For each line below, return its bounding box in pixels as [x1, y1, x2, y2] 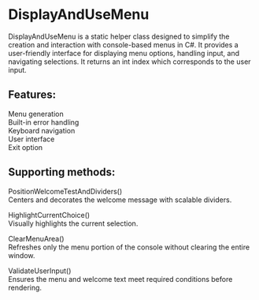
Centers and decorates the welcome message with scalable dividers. [8, 195, 232, 204]
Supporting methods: [8, 166, 116, 179]
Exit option [8, 142, 43, 152]
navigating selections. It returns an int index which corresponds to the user [8, 57, 251, 66]
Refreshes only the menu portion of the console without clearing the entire [8, 242, 250, 252]
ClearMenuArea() [8, 234, 65, 243]
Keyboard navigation [8, 126, 76, 135]
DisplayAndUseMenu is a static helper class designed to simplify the [8, 32, 230, 41]
